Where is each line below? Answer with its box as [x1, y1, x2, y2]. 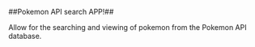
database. [8, 32, 42, 41]
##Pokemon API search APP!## [8, 7, 114, 16]
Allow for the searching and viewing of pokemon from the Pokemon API [8, 23, 247, 32]
